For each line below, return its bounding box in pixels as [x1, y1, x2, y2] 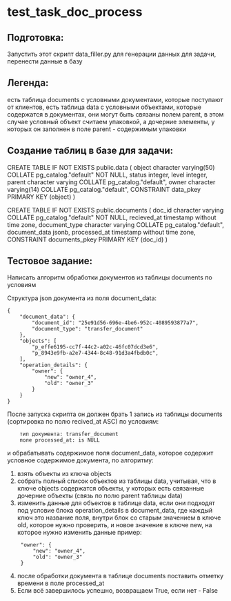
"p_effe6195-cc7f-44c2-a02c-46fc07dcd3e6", [32, 344, 159, 351]
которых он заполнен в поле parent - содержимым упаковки [7, 125, 186, 133]
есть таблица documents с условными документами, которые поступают [7, 95, 223, 104]
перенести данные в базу [7, 57, 83, 66]
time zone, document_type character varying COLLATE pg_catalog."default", [7, 220, 224, 228]
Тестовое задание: [7, 255, 93, 267]
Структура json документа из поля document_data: [7, 294, 157, 302]
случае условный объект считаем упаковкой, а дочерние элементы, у [7, 117, 215, 126]
